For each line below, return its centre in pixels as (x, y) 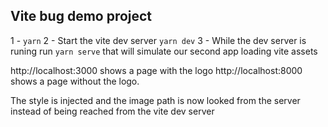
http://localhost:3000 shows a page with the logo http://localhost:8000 (156, 70)
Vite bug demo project (81, 16)
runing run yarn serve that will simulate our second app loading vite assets (164, 51)
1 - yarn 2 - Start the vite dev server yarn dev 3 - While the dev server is (158, 40)
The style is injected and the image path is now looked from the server (155, 100)
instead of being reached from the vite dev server (112, 111)
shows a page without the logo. (75, 81)
